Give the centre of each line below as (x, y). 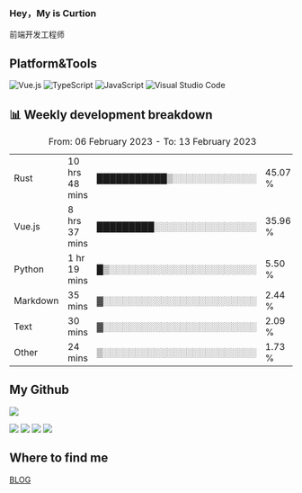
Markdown (36, 300)
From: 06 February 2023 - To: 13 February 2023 (152, 141)
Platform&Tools (53, 63)
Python (29, 269)
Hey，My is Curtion (53, 13)
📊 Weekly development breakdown (111, 115)
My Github (39, 390)
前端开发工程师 (37, 35)
